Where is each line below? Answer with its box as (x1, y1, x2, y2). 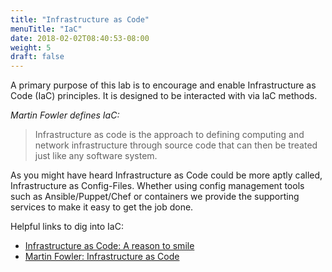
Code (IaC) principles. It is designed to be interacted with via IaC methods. (10, 90, 318, 102)
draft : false (10, 52, 65, 62)
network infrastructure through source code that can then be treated (34, 139, 318, 151)
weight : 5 (10, 42, 52, 53)
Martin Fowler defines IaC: (10, 109, 120, 121)
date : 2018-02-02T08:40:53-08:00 (10, 33, 150, 43)
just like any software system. (34, 150, 158, 162)
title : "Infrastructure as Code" (10, 14, 150, 25)
